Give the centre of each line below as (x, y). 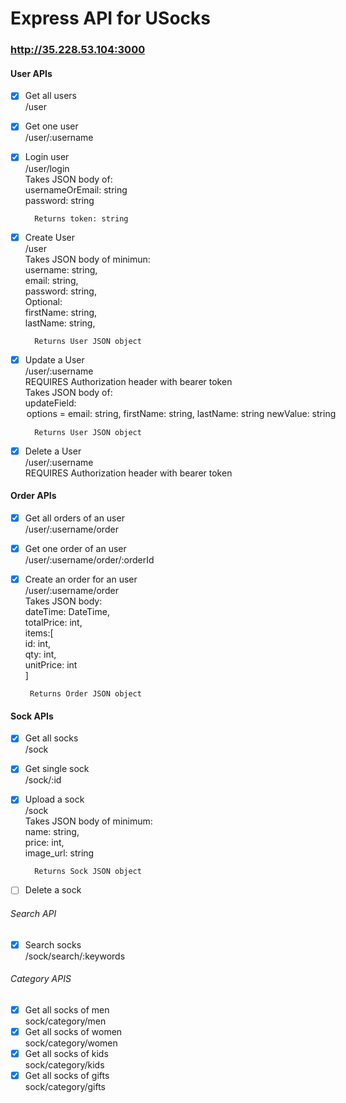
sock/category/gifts (65, 1087)
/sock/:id (43, 780)
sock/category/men (65, 1021)
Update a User (54, 359)
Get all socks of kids (66, 1054)
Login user (47, 157)
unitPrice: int (51, 665)
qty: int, (40, 654)
